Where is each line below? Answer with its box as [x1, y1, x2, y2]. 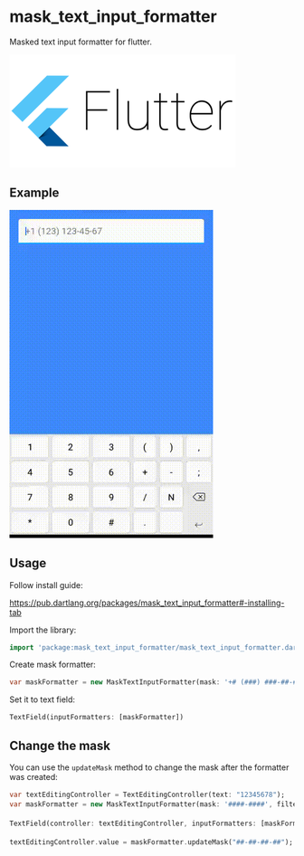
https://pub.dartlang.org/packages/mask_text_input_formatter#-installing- [9, 597, 285, 608]
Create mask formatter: [9, 659, 97, 671]
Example [9, 185, 60, 201]
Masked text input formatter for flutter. [9, 36, 152, 47]
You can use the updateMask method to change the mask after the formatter [9, 762, 290, 773]
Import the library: [9, 624, 77, 635]
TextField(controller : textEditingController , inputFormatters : [9, 819, 257, 828]
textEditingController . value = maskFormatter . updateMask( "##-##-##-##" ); [9, 838, 294, 847]
